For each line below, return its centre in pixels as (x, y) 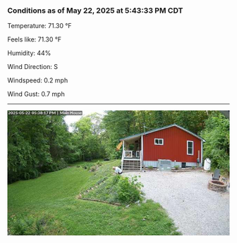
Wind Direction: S (33, 67)
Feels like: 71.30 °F (35, 39)
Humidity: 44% (29, 53)
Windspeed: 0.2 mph (38, 80)
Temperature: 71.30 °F (39, 26)
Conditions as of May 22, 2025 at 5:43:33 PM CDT (95, 11)
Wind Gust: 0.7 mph (36, 94)
